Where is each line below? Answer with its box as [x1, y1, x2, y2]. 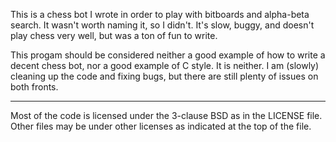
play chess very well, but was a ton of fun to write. [10, 30, 218, 41]
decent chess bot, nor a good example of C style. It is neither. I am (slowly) [10, 60, 320, 71]
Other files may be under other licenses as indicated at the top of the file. [10, 120, 312, 132]
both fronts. [10, 81, 59, 93]
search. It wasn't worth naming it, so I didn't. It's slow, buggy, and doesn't [10, 19, 315, 31]
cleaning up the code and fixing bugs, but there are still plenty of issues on [10, 70, 319, 82]
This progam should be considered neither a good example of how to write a [10, 49, 326, 61]
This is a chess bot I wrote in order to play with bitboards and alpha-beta [10, 9, 310, 20]
